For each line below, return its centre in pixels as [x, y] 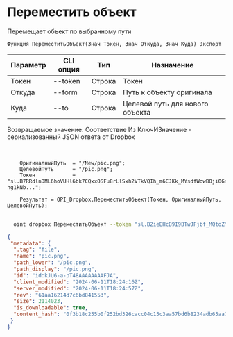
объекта [137, 112]
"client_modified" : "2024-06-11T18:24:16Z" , [79, 282]
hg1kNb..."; [24, 187]
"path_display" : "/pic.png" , [55, 269]
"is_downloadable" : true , [51, 308]
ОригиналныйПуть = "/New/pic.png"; [73, 163]
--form [65, 92]
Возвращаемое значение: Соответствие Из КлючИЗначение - [100, 129]
